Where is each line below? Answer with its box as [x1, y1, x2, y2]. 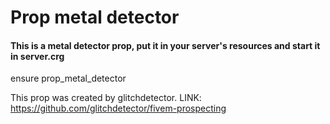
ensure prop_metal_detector [10, 72, 127, 85]
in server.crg [10, 50, 65, 62]
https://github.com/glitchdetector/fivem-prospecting [10, 102, 227, 115]
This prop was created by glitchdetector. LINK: [10, 92, 202, 104]
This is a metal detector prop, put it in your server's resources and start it [10, 39, 321, 51]
